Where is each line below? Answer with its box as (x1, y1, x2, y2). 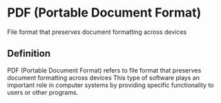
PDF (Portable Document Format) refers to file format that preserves (7, 66, 202, 74)
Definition (7, 48, 50, 59)
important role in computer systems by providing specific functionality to (7, 81, 214, 89)
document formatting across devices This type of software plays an (7, 73, 200, 82)
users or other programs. (7, 88, 79, 96)
